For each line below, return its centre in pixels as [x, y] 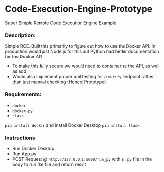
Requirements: [23, 94]
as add [19, 71]
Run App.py [24, 154]
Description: [20, 35]
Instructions [20, 138]
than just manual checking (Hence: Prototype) [59, 82]
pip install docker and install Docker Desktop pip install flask [72, 125]
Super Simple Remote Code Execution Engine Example [61, 23]
